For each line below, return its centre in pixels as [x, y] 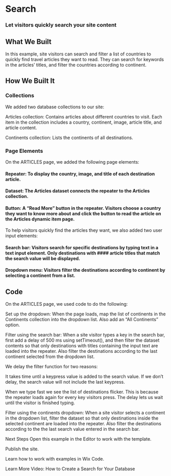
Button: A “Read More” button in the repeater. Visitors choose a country [83, 208]
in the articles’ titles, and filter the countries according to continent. [76, 65]
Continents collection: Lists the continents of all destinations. [69, 137]
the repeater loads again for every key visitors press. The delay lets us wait [84, 398]
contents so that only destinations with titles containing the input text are [82, 346]
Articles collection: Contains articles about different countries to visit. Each [84, 116]
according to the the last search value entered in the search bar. [73, 429]
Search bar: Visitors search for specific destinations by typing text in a [82, 247]
